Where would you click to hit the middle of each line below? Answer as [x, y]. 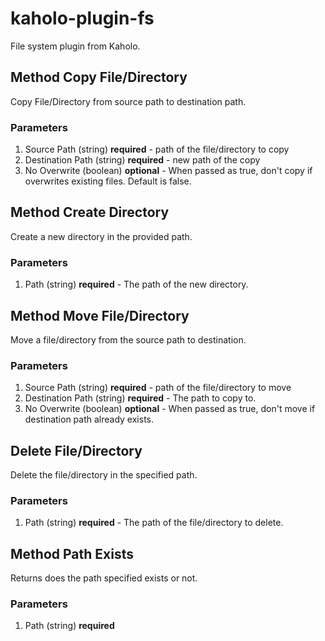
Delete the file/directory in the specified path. [104, 475]
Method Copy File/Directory [99, 77]
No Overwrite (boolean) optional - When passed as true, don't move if [170, 409]
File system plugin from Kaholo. [75, 46]
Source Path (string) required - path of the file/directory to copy [157, 149]
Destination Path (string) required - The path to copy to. [140, 398]
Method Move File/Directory [100, 315]
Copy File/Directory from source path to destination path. [128, 101]
